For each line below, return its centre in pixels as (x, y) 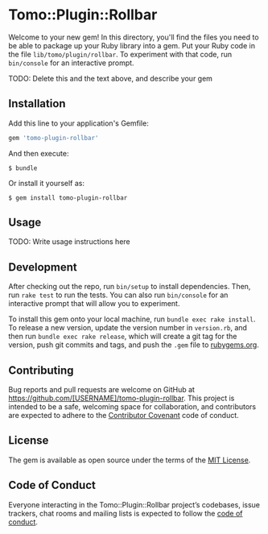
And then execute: (39, 153)
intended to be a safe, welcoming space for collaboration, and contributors (132, 407)
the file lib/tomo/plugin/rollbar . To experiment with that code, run (120, 54)
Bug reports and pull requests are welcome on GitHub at (102, 390)
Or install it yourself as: (46, 183)
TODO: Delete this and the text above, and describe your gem (111, 78)
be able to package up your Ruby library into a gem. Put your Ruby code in (132, 45)
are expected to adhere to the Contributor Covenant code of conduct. (124, 416)
